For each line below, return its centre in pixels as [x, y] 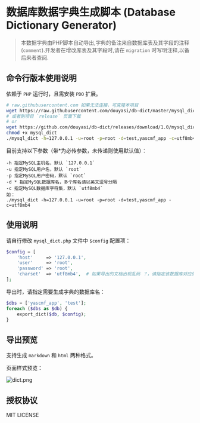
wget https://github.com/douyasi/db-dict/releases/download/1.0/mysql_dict [102, 127]
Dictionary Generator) [62, 25]
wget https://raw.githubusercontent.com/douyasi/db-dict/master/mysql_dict [102, 111]
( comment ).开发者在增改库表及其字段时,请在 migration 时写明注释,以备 [105, 50]
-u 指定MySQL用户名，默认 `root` [44, 169]
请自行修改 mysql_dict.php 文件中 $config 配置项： [68, 240]
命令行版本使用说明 [41, 78]
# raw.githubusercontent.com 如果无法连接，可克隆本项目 [72, 105]
